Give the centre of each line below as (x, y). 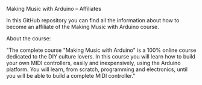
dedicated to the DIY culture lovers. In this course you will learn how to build (101, 56)
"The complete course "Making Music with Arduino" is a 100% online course (101, 50)
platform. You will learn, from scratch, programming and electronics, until (97, 69)
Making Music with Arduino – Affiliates (54, 9)
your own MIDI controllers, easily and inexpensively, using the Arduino (93, 63)
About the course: (29, 38)
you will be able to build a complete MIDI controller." (71, 76)
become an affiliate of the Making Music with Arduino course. (83, 27)
